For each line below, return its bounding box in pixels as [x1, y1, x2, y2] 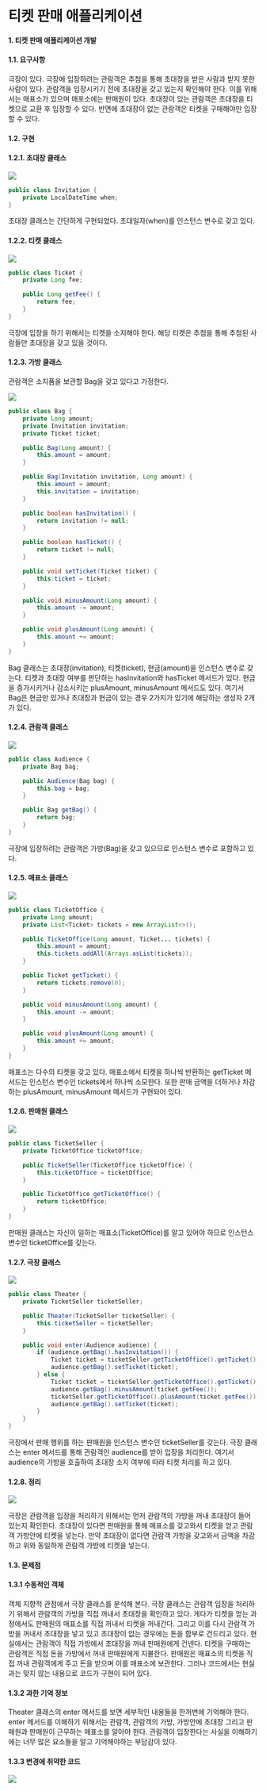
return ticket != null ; [36, 546, 115, 554]
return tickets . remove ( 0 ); [36, 979, 126, 987]
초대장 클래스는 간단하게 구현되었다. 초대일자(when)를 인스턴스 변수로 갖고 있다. [8, 216, 256, 226]
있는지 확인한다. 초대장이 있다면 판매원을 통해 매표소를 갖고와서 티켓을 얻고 [8, 1521, 239, 1531]
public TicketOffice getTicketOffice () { [22, 1191, 161, 1198]
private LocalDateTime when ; [22, 194, 119, 201]
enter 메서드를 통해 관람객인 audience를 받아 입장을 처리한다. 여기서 [22, 1448, 235, 1456]
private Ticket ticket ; [22, 429, 101, 437]
